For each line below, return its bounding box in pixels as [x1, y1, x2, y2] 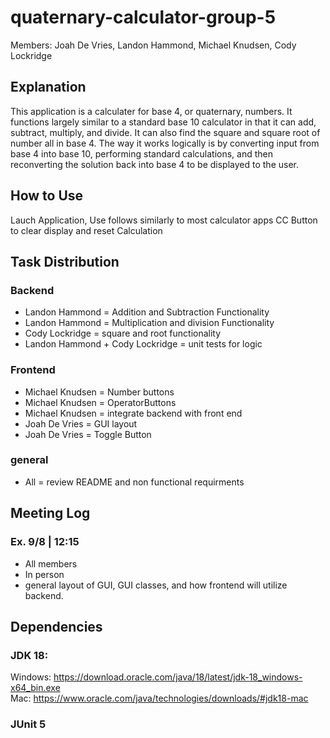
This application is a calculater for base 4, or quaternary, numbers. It [10, 105, 293, 117]
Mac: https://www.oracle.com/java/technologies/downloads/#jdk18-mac [10, 692, 309, 705]
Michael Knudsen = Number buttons [24, 386, 175, 398]
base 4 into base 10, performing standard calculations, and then [10, 147, 274, 160]
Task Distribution [10, 253, 120, 270]
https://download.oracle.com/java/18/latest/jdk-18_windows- [53, 671, 303, 683]
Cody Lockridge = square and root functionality [24, 327, 222, 340]
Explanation [10, 79, 87, 96]
